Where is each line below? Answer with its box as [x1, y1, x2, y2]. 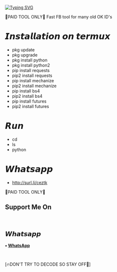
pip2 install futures [12, 103, 49, 109]
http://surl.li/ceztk [12, 180, 48, 185]
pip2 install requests [12, 73, 52, 78]
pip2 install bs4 [12, 93, 43, 99]
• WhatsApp [5, 242, 30, 249]
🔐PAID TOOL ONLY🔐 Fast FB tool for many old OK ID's [5, 14, 112, 19]
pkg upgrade [12, 52, 38, 58]
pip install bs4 [12, 88, 40, 94]
